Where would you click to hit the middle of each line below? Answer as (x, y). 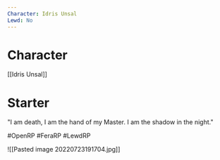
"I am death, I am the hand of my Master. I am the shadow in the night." (110, 122)
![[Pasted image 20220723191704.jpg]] (64, 149)
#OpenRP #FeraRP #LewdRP (49, 136)
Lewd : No (20, 20)
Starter (28, 103)
